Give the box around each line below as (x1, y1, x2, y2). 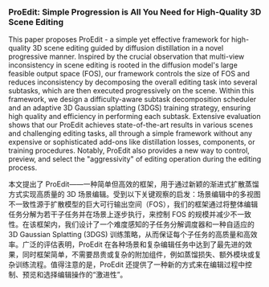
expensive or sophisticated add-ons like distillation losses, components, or (8, 137, 255, 147)
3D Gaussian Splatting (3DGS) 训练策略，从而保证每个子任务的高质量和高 (8, 230, 251, 240)
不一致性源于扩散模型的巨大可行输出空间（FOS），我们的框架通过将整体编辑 (8, 199, 259, 209)
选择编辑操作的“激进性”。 (43, 270, 128, 280)
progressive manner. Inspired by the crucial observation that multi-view (8, 51, 245, 62)
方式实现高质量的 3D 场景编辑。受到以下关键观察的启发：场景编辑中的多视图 (8, 190, 261, 199)
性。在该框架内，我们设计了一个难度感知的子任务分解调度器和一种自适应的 (8, 219, 255, 229)
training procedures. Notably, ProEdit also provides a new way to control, (8, 146, 251, 155)
